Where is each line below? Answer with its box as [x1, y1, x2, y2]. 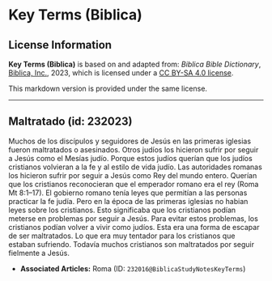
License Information [8, 38, 112, 52]
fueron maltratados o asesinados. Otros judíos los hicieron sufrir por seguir [8, 144, 259, 155]
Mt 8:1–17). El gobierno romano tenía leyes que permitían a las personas [8, 188, 248, 198]
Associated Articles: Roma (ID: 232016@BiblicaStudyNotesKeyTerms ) [19, 263, 246, 273]
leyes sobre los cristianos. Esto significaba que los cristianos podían [8, 205, 236, 215]
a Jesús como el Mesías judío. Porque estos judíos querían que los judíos [8, 153, 253, 163]
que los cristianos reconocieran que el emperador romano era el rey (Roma [8, 179, 259, 189]
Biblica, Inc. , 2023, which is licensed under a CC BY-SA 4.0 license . [8, 68, 234, 78]
